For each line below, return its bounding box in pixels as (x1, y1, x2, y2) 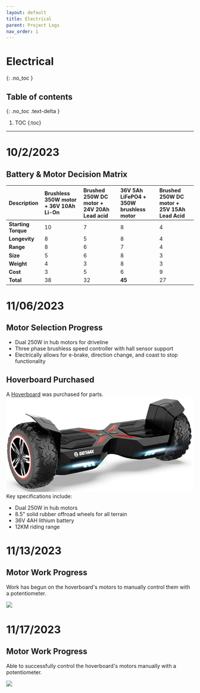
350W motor (44, 196, 77, 203)
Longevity (8, 235, 35, 242)
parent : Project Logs (6, 22, 60, 28)
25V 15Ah (159, 205, 186, 213)
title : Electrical (6, 15, 52, 22)
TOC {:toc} (14, 119, 42, 126)
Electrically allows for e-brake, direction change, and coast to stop (14, 351, 178, 358)
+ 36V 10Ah (44, 202, 76, 210)
